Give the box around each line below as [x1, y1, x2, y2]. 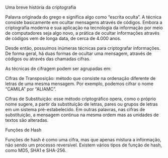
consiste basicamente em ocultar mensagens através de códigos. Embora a [5, 20, 162, 25]
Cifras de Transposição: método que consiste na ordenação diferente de [5, 75, 156, 81]
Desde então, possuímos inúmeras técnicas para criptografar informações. [5, 45, 161, 51]
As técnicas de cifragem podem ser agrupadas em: [5, 65, 112, 71]
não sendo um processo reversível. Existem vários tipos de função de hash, [5, 142, 162, 148]
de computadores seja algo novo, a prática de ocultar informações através [5, 30, 160, 36]
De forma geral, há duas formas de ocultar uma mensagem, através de [5, 50, 152, 56]
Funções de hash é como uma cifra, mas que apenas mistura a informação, [5, 137, 161, 142]
